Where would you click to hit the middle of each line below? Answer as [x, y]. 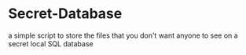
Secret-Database [65, 14]
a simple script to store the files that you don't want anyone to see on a [123, 35]
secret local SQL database [51, 43]
